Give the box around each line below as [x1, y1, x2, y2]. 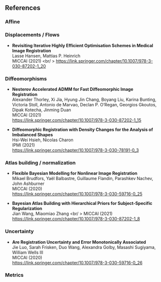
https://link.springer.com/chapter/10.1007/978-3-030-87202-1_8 [12, 216, 140, 222]
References [5, 4, 41, 12]
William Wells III [12, 249, 44, 255]
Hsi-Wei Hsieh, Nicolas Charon [12, 137, 73, 143]
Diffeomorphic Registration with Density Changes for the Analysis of [12, 126, 153, 133]
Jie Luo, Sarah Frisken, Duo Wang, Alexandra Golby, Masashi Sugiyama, [12, 244, 156, 250]
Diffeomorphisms [5, 75, 47, 82]
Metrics [5, 272, 24, 279]
